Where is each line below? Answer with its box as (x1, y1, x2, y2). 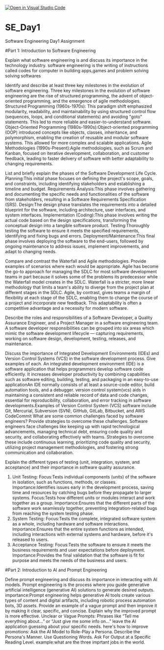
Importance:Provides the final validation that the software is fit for (12, 552, 145, 558)
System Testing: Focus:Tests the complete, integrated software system (12, 515, 156, 521)
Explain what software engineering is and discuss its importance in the (5, 57, 148, 63)
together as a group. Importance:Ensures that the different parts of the (12, 500, 155, 506)
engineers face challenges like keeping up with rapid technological (5, 423, 140, 429)
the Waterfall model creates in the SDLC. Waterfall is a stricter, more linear (5, 279, 155, 285)
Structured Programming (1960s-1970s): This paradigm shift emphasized (5, 103, 152, 109)
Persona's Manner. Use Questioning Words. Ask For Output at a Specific (5, 634, 151, 640)
